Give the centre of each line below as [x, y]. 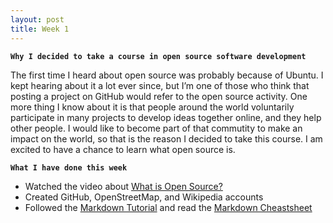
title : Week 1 [40, 29]
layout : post [37, 19]
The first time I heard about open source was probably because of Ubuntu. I [167, 75]
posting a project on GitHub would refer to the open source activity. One [159, 96]
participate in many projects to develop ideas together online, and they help [166, 117]
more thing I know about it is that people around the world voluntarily [152, 107]
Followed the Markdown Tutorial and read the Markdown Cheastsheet [168, 207]
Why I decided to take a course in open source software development [158, 56]
